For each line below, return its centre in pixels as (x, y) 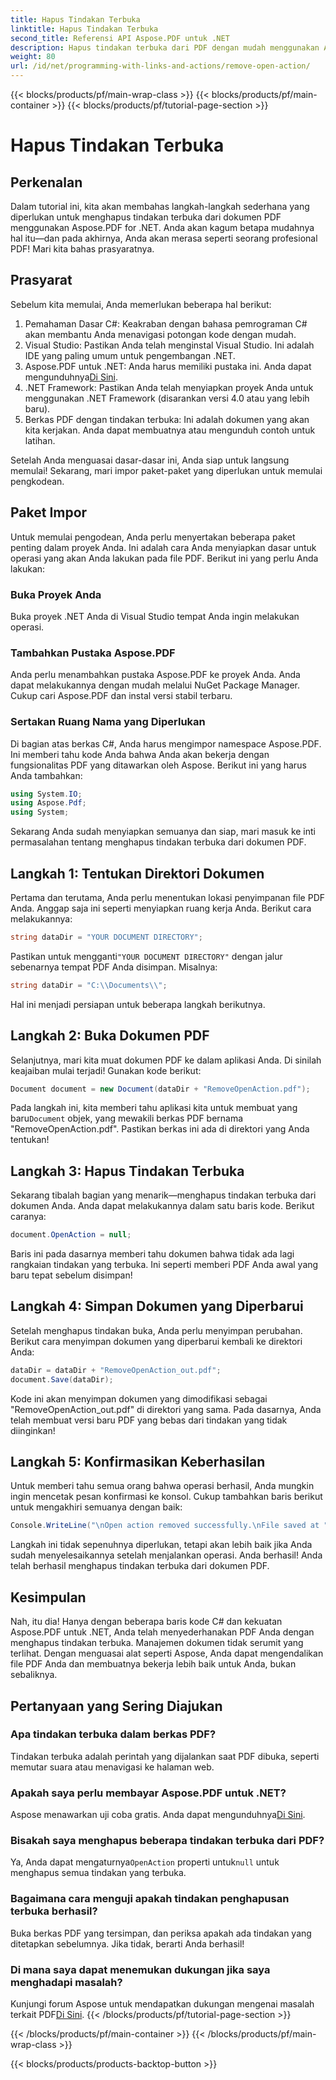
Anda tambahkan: (46, 775)
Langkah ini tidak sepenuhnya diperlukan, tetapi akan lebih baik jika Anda (161, 1545)
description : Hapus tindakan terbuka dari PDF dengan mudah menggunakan (165, 47)
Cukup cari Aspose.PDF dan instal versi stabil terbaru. (121, 696)
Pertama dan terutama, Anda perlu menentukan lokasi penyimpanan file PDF (168, 897)
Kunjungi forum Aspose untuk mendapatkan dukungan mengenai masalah (162, 2004)
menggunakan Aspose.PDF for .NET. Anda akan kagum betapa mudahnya (162, 227)
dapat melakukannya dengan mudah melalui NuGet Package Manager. (155, 685)
